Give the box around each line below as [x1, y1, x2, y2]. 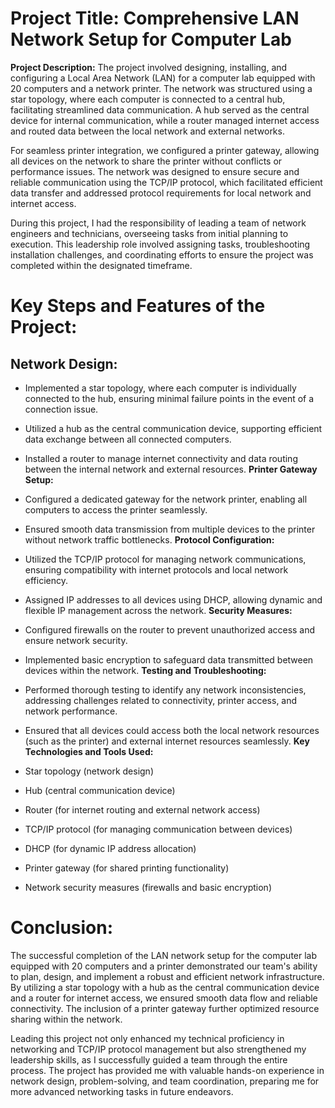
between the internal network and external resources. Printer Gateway [24, 463, 318, 475]
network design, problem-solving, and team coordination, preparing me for [10, 1075, 320, 1087]
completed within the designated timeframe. [10, 259, 193, 271]
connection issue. [24, 403, 99, 415]
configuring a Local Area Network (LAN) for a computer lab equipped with [10, 72, 316, 84]
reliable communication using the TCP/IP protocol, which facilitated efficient [10, 176, 323, 188]
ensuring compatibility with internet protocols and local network [24, 563, 289, 576]
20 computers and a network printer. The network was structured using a [10, 82, 313, 94]
